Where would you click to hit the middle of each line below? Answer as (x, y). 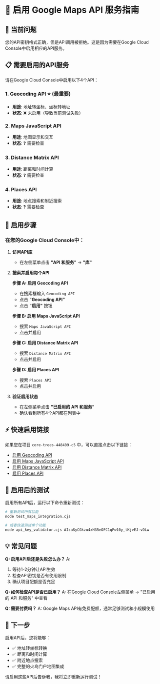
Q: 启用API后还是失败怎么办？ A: (38, 559)
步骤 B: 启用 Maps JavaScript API (46, 316)
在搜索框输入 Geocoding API (47, 293)
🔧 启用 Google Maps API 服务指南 (72, 10)
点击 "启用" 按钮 (36, 305)
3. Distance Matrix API (32, 158)
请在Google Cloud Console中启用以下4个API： (52, 80)
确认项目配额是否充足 (33, 582)
